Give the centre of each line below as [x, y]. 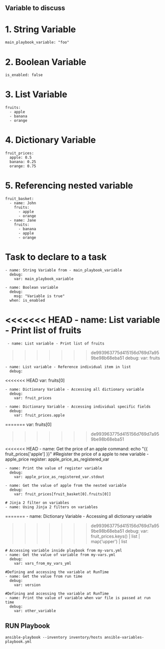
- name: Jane [23, 221]
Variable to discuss [35, 8]
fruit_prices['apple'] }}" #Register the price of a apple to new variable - [77, 454]
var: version [27, 585]
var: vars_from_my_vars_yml [43, 563]
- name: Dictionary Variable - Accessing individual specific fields [78, 407]
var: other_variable [35, 611]
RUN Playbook [28, 626]
